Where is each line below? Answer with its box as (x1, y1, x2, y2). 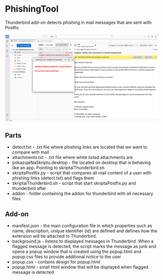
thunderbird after (12, 186, 47, 192)
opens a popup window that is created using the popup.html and (12, 249, 142, 254)
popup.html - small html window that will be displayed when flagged (12, 264, 149, 270)
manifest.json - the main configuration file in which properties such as (12, 223, 152, 228)
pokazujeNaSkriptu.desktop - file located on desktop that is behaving (12, 159, 151, 166)
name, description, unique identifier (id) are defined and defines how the (12, 228, 158, 234)
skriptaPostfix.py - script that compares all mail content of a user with (12, 170, 152, 176)
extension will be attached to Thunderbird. (12, 233, 97, 239)
